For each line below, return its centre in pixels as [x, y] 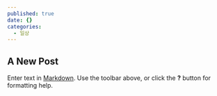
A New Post [33, 61]
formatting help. [30, 86]
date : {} [20, 20]
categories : [24, 26]
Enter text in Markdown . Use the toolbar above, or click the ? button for [109, 78]
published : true [31, 14]
